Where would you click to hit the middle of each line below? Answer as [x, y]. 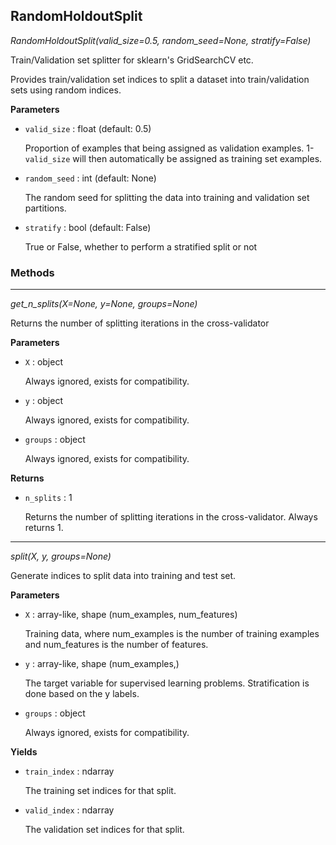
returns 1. [44, 528]
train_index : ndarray [69, 771]
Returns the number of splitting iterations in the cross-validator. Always [171, 517]
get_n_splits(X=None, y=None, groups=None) [104, 304]
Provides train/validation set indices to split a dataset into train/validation [160, 79]
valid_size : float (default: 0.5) [88, 128]
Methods [32, 272]
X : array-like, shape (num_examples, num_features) [131, 615]
